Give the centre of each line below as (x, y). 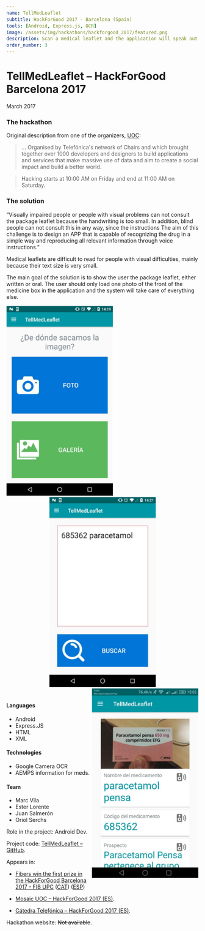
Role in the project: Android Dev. (47, 832)
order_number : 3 (27, 45)
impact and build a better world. (61, 167)
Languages (21, 706)
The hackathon (29, 122)
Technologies (24, 753)
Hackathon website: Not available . (49, 922)
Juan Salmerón (34, 813)
